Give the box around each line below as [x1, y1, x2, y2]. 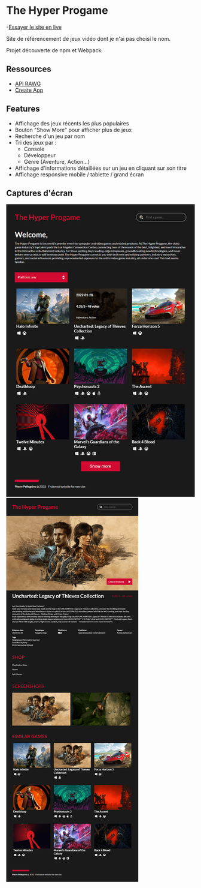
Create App [14, 86, 44, 94]
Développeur [23, 151, 56, 159]
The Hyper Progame [6, 4, 109, 17]
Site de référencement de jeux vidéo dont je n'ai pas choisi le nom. [6, 35, 171, 42]
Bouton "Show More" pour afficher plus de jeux [14, 126, 132, 133]
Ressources [6, 64, 52, 74]
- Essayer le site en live [6, 23, 62, 31]
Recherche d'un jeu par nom [14, 133, 86, 140]
